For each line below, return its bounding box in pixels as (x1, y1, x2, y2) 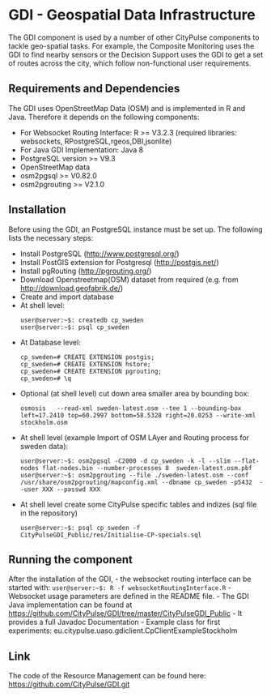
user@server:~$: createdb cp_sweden (19, 316, 144, 324)
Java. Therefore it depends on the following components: (8, 112, 200, 122)
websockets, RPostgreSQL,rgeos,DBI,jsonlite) (19, 136, 172, 146)
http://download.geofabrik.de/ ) (19, 283, 124, 293)
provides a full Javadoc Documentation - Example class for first (8, 618, 221, 627)
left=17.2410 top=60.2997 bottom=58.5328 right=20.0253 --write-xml (19, 411, 256, 419)
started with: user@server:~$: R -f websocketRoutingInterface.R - (8, 583, 232, 592)
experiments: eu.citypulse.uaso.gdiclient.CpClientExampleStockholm (8, 626, 238, 635)
